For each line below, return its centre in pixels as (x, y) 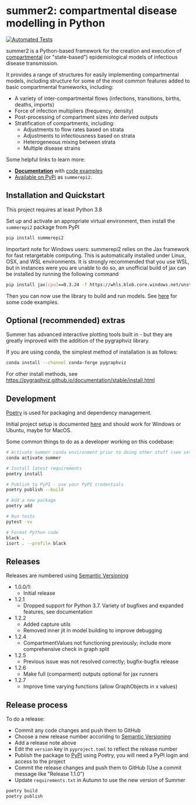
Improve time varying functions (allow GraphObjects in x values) (100, 687)
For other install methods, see (42, 374)
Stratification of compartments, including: (64, 123)
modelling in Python (56, 23)
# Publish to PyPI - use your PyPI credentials (65, 484)
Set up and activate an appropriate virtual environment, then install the (91, 221)
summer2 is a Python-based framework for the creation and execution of (94, 50)
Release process (37, 705)
